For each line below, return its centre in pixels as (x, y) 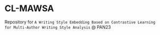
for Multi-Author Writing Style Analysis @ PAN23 (58, 27)
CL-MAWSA (29, 9)
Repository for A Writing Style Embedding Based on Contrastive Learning (80, 22)
